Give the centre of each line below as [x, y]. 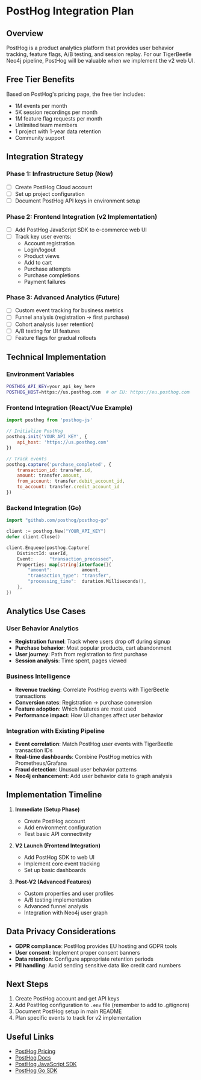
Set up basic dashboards [55, 870]
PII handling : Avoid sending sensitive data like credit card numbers [98, 965]
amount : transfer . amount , [50, 476]
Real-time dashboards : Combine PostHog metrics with [83, 757]
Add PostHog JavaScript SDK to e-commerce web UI [81, 230]
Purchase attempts [47, 269]
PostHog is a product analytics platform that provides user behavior [90, 48]
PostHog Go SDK [36, 1070]
